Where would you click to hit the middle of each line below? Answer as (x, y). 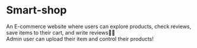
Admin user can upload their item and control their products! (80, 39)
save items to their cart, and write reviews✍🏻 (61, 32)
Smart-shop (36, 10)
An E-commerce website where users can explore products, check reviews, (99, 26)
